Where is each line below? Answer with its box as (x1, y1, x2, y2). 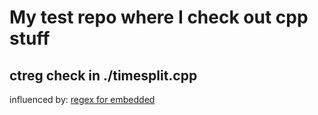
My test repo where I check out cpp (9, 6, 309, 29)
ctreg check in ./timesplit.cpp (9, 67, 198, 84)
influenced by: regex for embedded (9, 94, 156, 105)
